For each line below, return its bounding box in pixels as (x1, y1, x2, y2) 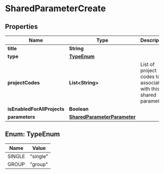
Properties (5, 22, 38, 31)
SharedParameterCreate (5, 3, 106, 14)
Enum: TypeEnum (5, 130, 60, 138)
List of (140, 61, 155, 67)
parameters (7, 113, 35, 120)
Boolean (69, 106, 89, 112)
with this (140, 86, 160, 92)
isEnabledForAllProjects (7, 106, 64, 112)
